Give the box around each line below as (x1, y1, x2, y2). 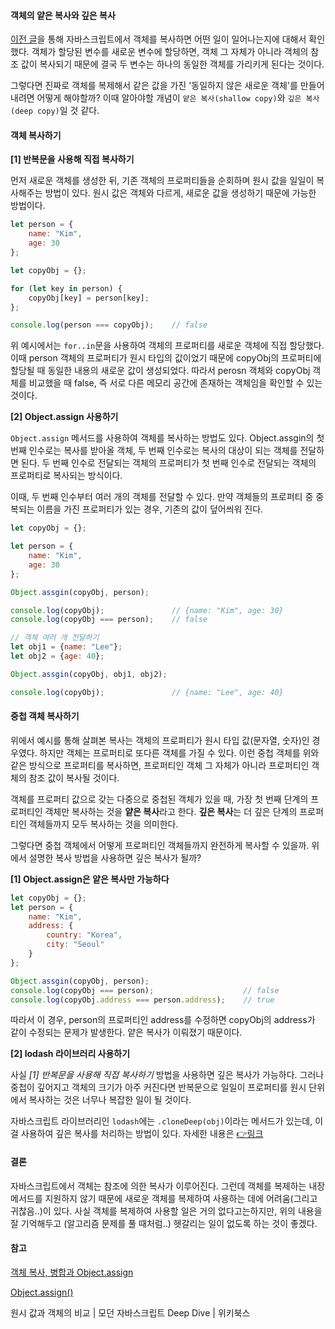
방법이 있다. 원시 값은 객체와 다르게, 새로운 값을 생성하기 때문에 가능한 (44, 187, 317, 199)
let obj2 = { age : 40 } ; (10, 651, 105, 662)
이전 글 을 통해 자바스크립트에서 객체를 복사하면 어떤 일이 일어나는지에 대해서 (10, 33, 307, 45)
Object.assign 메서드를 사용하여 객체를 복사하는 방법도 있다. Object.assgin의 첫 (10, 432, 325, 444)
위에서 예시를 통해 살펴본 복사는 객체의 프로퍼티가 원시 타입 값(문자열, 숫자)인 (10, 734, 310, 746)
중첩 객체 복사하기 (10, 710, 80, 722)
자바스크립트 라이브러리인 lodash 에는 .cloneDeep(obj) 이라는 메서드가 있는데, (10, 1115, 313, 1127)
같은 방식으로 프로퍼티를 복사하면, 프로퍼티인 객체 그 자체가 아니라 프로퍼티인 (10, 759, 310, 771)
